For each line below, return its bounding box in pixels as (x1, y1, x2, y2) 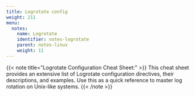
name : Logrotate (17, 31, 58, 37)
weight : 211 (6, 14, 36, 20)
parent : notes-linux (17, 42, 68, 48)
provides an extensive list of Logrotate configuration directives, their (6, 70, 174, 78)
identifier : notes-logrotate (17, 36, 89, 42)
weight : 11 (17, 48, 44, 54)
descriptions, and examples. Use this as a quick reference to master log (6, 76, 182, 83)
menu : (6, 20, 20, 26)
